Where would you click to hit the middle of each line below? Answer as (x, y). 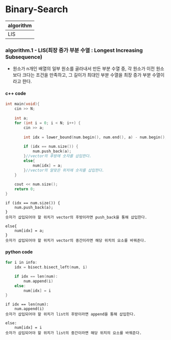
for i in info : (21, 263)
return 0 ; (25, 189)
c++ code (16, 93)
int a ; (21, 118)
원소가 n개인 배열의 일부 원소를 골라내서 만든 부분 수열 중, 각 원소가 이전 (84, 69)
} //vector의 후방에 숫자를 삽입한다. (58, 156)
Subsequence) (24, 57)
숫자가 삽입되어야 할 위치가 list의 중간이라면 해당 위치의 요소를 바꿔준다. (74, 333)
